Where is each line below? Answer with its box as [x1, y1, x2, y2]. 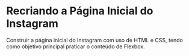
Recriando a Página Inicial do [6, 4, 153, 18]
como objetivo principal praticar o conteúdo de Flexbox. [6, 43, 146, 50]
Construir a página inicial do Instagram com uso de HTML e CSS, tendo [6, 36, 184, 43]
